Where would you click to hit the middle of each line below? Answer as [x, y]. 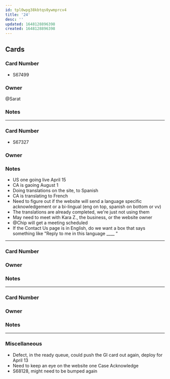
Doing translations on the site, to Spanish [55, 190]
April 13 [20, 360]
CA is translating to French [40, 196]
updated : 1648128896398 [30, 24]
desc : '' [14, 19]
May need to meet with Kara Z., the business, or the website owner [82, 217]
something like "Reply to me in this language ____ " [65, 233]
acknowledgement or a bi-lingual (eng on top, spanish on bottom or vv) [87, 206]
